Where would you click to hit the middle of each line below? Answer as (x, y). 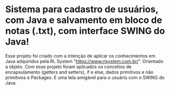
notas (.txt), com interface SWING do (85, 31)
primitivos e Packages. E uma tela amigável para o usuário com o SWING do (85, 77)
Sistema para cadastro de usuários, (82, 9)
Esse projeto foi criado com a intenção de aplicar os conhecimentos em (80, 56)
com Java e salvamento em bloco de (84, 20)
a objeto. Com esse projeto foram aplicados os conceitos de (68, 67)
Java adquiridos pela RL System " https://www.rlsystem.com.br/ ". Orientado (84, 61)
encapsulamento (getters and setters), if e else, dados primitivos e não (79, 72)
